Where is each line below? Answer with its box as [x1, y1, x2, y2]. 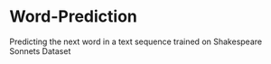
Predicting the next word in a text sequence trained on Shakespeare [9, 36, 263, 47]
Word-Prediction [9, 6, 137, 27]
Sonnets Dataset [9, 45, 71, 56]
